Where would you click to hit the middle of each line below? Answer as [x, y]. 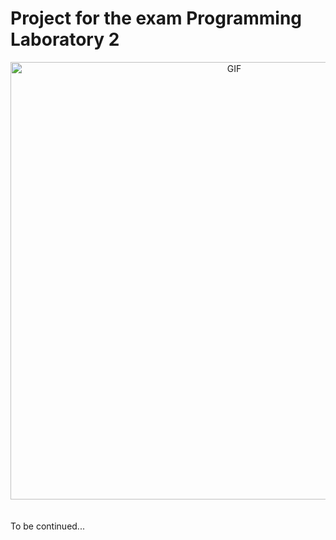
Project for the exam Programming [156, 18]
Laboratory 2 [65, 39]
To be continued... [47, 526]
